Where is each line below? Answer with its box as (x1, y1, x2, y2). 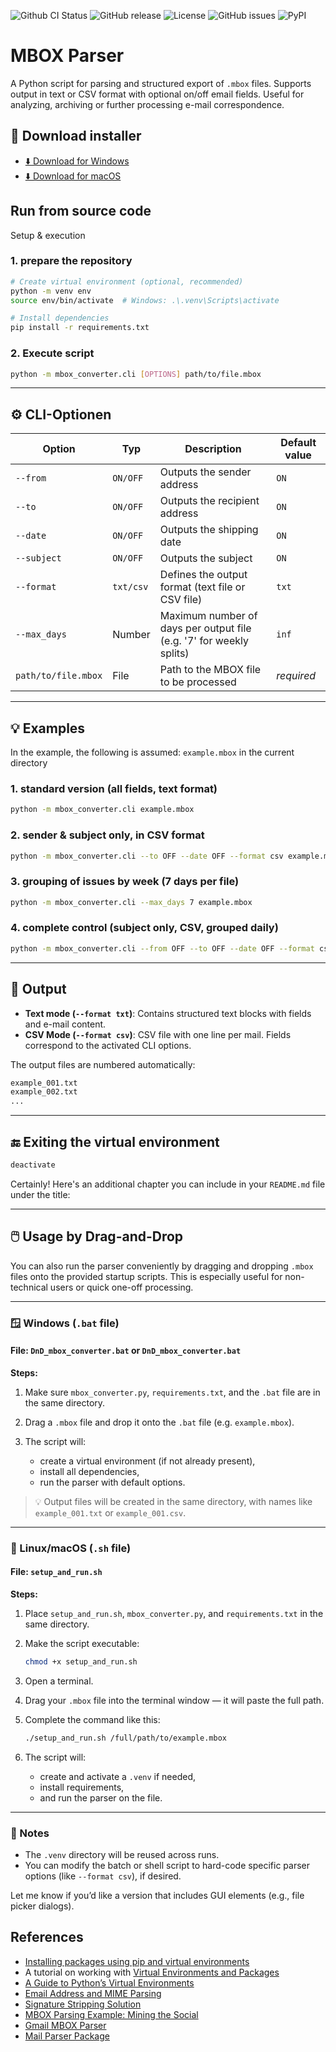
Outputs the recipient (159, 494, 260, 508)
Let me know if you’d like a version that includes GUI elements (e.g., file (10, 1889, 305, 1901)
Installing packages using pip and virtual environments (24, 1955, 250, 1967)
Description (184, 442, 242, 456)
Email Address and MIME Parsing (24, 1987, 162, 1999)
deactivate (10, 1160, 56, 1170)
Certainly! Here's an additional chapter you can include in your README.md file (10, 1178, 326, 1190)
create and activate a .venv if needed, (39, 1770, 196, 1782)
